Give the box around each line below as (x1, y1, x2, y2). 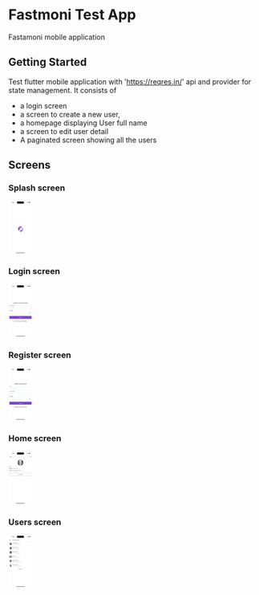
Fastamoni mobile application (8, 32, 106, 42)
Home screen (8, 433, 62, 444)
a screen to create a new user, (19, 109, 120, 119)
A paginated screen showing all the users (19, 135, 157, 145)
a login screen (19, 100, 67, 110)
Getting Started (8, 55, 87, 69)
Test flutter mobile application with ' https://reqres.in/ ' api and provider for (8, 76, 252, 86)
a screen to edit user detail (19, 126, 109, 136)
